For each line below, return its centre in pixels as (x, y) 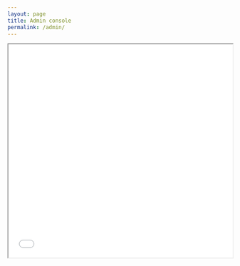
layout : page (27, 14)
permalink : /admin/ (36, 27)
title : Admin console (40, 21)
